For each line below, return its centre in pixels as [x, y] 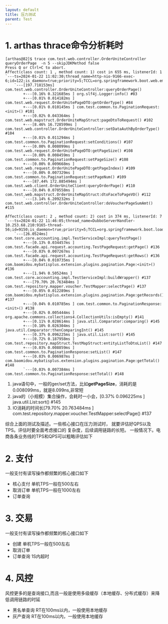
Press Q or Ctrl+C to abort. [35, 68]
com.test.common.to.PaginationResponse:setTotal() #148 [64, 374]
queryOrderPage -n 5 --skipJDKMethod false [52, 63]
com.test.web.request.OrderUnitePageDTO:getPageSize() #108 [69, 151]
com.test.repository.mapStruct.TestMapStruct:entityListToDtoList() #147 [84, 343]
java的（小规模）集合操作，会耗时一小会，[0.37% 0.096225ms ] [78, 396]
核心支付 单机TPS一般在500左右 [45, 484]
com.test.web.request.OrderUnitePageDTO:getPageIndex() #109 [70, 168]
